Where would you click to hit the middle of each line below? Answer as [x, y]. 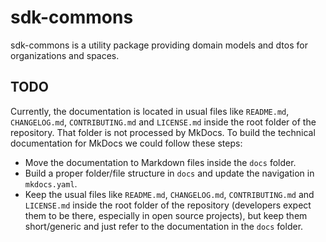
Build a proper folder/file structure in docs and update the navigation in [169, 173]
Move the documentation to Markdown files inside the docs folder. [160, 162]
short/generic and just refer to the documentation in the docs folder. [164, 226]
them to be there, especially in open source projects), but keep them [166, 215]
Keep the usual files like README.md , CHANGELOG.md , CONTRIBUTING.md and [169, 194]
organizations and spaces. [65, 55]
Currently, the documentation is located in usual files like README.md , [150, 111]
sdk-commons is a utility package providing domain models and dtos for [159, 45]
